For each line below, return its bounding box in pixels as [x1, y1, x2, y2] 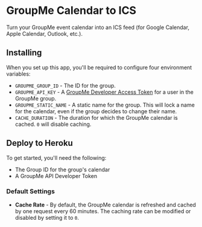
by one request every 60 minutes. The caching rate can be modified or [14, 207, 191, 215]
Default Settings [6, 187, 55, 196]
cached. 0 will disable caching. [14, 120, 92, 128]
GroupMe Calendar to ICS [6, 4, 137, 18]
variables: [6, 70, 31, 77]
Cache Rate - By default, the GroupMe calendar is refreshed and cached [14, 201, 196, 208]
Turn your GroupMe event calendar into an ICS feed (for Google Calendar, [6, 24, 190, 31]
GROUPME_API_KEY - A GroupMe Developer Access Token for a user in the [14, 88, 194, 96]
